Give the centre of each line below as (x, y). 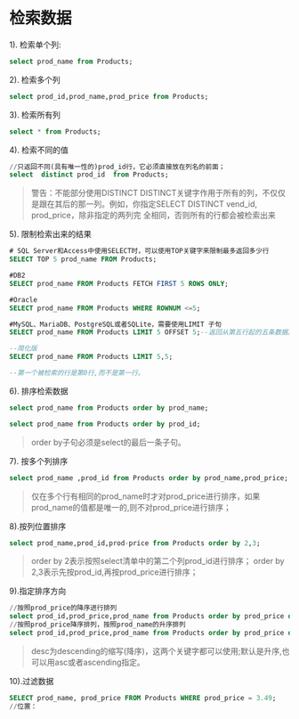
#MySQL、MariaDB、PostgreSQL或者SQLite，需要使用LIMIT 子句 (116, 324)
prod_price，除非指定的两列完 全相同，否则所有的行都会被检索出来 (153, 216)
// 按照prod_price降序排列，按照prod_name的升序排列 (97, 625)
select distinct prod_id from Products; (89, 175)
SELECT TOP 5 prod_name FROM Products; (83, 259)
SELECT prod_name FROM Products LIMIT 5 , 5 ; (91, 357)
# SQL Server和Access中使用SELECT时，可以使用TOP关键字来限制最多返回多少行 (139, 251)
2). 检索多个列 (35, 79)
